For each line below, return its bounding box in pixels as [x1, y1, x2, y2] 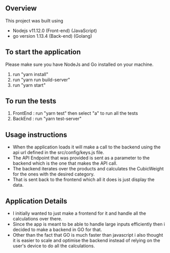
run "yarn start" [12, 82, 46, 88]
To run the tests [5, 97, 57, 106]
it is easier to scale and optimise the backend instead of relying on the [12, 237, 160, 244]
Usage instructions [5, 130, 67, 139]
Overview [5, 4, 37, 13]
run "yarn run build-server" [12, 77, 70, 83]
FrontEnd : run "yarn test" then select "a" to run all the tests [12, 110, 138, 116]
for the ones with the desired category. [12, 171, 95, 178]
